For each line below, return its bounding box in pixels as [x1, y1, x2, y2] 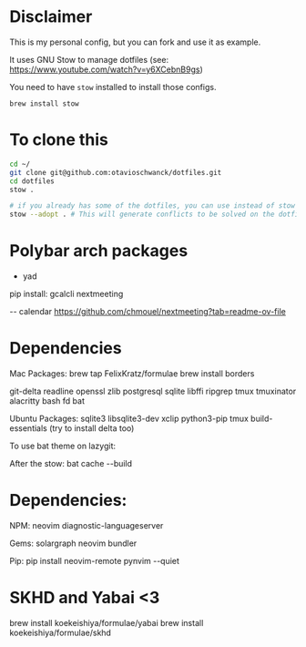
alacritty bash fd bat [9, 395, 85, 406]
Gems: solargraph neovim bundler [9, 538, 138, 549]
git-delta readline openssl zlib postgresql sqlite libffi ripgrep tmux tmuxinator [9, 385, 297, 396]
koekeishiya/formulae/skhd [9, 627, 112, 638]
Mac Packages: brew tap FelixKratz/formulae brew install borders [9, 368, 255, 379]
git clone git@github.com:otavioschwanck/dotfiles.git [9, 168, 222, 177]
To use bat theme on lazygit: [9, 440, 117, 451]
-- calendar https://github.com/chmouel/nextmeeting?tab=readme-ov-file [9, 306, 287, 317]
